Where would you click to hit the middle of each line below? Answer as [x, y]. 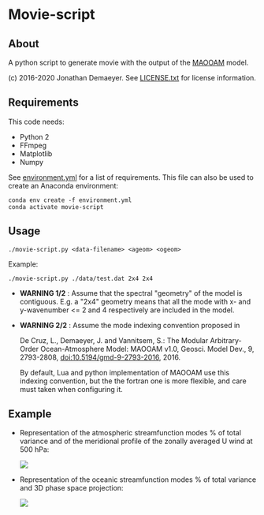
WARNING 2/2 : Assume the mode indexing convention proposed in [130, 325]
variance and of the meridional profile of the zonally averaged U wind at [136, 441]
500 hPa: [34, 450]
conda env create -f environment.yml [70, 200]
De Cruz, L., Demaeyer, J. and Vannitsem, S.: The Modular [114, 340]
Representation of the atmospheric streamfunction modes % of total [130, 433]
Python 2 [34, 136]
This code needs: [36, 121]
